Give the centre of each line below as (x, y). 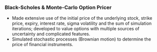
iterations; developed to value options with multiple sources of (76, 29)
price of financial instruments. (42, 45)
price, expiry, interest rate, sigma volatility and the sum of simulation (82, 23)
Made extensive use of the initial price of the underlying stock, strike (82, 18)
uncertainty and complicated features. (51, 34)
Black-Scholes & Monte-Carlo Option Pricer (58, 7)
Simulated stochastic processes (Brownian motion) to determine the (81, 39)
